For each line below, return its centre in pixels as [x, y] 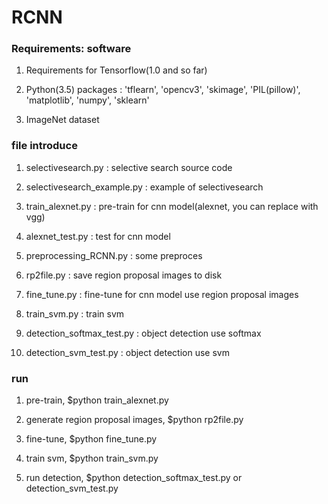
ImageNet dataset [62, 120]
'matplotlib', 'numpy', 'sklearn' [87, 100]
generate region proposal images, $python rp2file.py [134, 420]
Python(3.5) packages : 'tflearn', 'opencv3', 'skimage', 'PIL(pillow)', [163, 90]
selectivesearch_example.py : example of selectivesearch [144, 187]
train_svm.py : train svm [75, 313]
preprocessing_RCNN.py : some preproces [114, 255]
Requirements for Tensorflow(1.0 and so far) [116, 70]
